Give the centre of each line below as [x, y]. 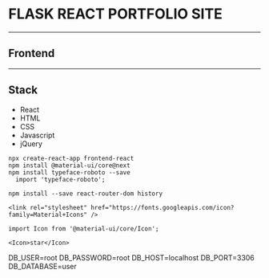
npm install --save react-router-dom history [85, 194]
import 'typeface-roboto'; [60, 179]
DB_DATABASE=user [43, 266]
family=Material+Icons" [48, 215]
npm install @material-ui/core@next [69, 166]
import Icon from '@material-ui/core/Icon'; [84, 229]
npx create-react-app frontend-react [71, 158]
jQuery [31, 143]
